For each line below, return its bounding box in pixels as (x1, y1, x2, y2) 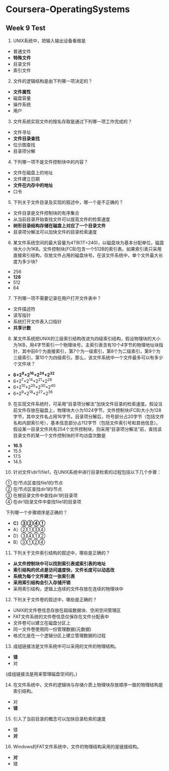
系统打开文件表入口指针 (13, 319, 62, 324)
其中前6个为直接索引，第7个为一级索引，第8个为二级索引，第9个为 (22, 348, 160, 354)
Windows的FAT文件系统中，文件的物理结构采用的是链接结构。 (13, 743, 142, 749)
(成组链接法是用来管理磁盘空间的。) (6, 671, 77, 677)
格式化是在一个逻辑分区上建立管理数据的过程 (13, 632, 106, 638)
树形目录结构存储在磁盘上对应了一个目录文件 (13, 223, 106, 228)
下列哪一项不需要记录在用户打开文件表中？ (13, 295, 102, 301)
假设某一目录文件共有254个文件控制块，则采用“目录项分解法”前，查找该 (13, 426, 162, 432)
